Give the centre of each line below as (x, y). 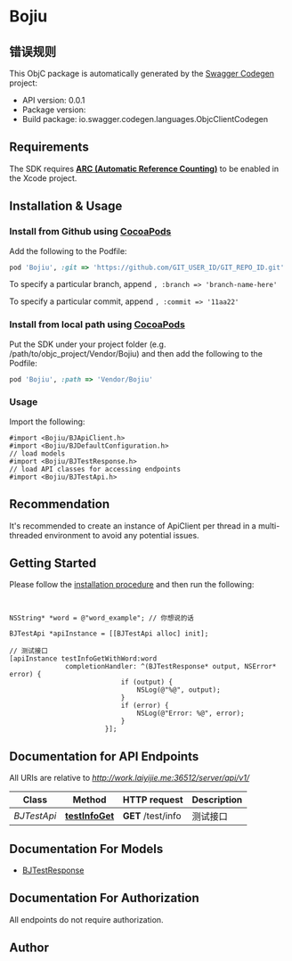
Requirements (49, 148)
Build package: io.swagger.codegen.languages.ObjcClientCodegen (145, 119)
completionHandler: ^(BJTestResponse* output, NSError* (171, 667)
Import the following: (47, 422)
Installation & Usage (66, 206)
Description (217, 800)
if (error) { (145, 706)
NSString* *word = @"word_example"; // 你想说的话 (101, 618)
